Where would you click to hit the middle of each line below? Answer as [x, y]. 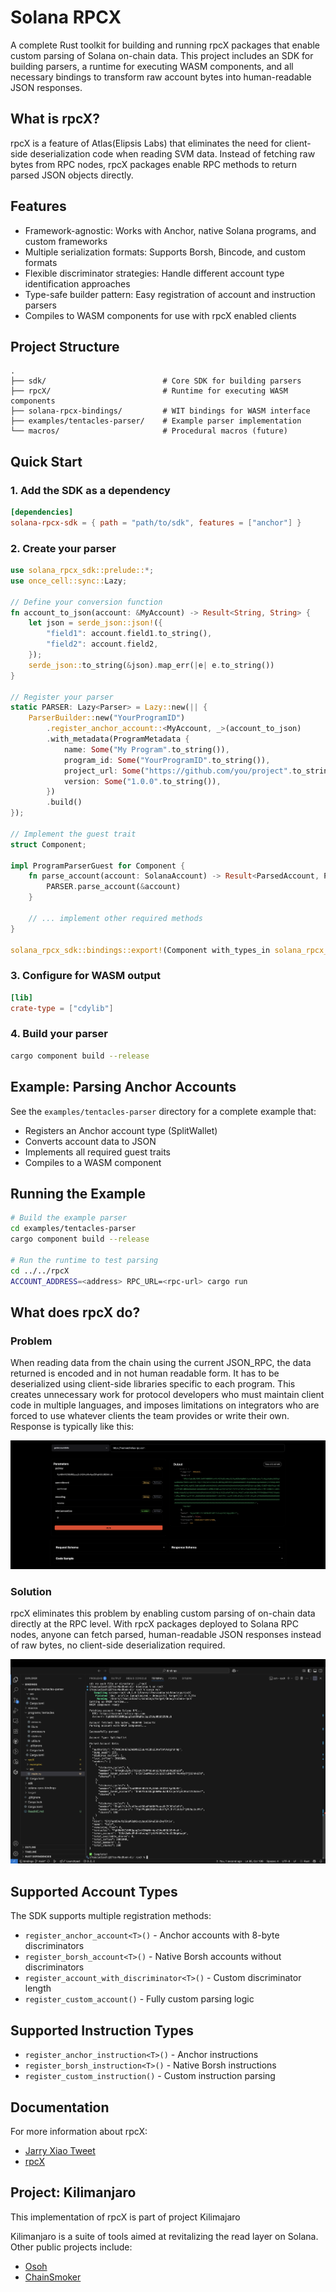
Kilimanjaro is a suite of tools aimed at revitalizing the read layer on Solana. [164, 2236]
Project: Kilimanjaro [73, 2192]
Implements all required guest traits [98, 1152]
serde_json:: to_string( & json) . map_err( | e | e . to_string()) [151, 665]
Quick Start [46, 461]
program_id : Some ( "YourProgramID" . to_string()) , [167, 760]
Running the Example [78, 1193]
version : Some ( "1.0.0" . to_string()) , [142, 781]
